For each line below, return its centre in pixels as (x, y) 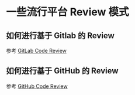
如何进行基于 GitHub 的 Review (62, 71)
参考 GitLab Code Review (37, 51)
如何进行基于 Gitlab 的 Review (60, 35)
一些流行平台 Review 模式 (67, 12)
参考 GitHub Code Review (37, 86)
